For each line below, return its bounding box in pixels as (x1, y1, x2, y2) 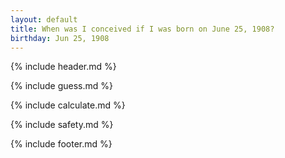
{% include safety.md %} (10, 119, 114, 131)
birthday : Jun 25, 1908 (10, 33, 110, 43)
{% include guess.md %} (10, 80, 113, 92)
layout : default (10, 14, 78, 25)
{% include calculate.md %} (10, 99, 126, 111)
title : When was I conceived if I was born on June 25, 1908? (10, 24, 275, 34)
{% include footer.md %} (10, 138, 113, 150)
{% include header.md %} (10, 61, 117, 73)
